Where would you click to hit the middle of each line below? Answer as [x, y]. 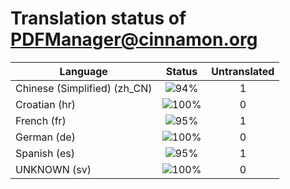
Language [83, 71]
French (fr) [41, 120]
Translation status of [98, 18]
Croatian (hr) [46, 104]
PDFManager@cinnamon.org [134, 39]
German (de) [45, 137]
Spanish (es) [45, 153]
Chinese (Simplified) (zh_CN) [84, 88]
